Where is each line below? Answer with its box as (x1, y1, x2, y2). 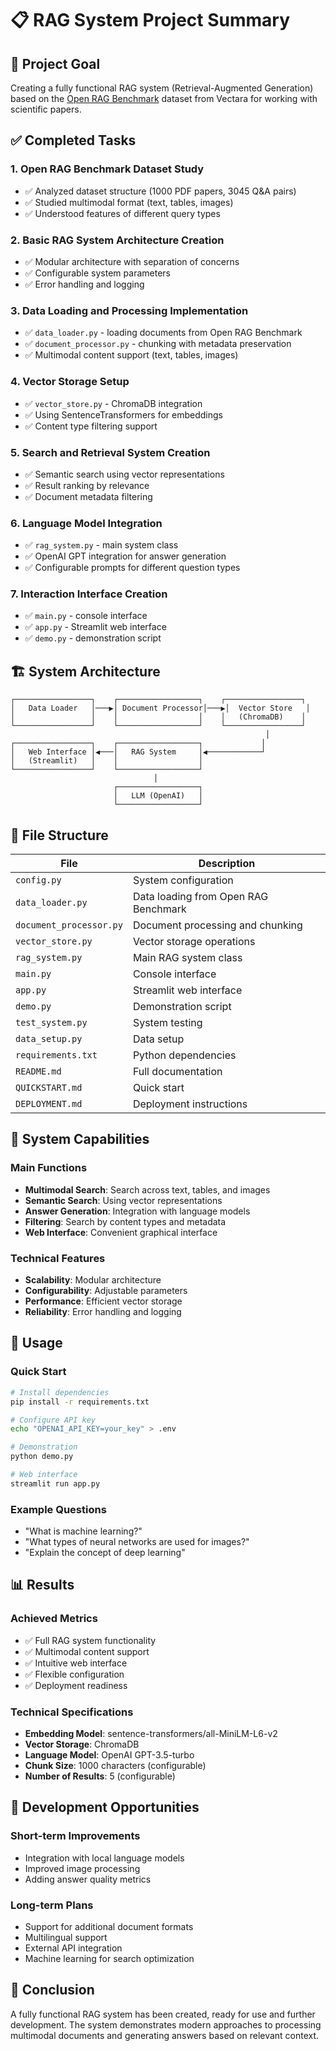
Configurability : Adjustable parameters (24, 1285, 188, 1297)
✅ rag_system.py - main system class (24, 539, 179, 551)
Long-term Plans (10, 1898, 94, 1912)
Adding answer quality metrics (24, 1873, 152, 1885)
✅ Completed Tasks (10, 132, 137, 149)
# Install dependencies (10, 1387, 110, 1397)
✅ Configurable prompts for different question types (24, 562, 241, 574)
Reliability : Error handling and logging (24, 1306, 182, 1318)
